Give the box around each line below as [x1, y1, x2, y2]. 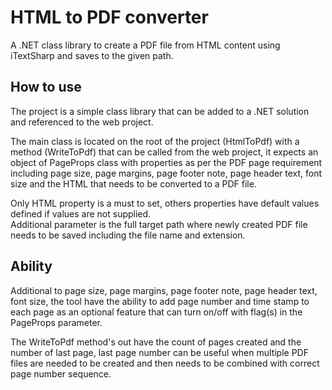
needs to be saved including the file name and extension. [10, 229, 246, 241]
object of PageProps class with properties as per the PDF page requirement [10, 156, 323, 168]
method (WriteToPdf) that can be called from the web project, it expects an [10, 146, 319, 158]
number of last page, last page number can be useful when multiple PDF [10, 346, 309, 358]
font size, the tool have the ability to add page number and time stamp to [10, 295, 310, 307]
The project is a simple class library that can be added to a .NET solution [10, 105, 310, 117]
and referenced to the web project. [10, 116, 154, 128]
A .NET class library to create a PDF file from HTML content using [10, 39, 281, 51]
